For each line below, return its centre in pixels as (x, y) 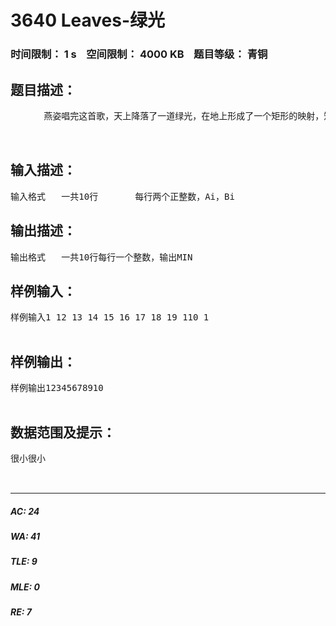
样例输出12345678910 (57, 388)
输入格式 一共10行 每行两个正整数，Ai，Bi (122, 196)
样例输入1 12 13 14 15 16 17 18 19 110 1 (110, 317)
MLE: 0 (25, 587)
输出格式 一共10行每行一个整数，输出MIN (101, 257)
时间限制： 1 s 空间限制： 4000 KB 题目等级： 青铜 (139, 54)
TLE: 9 (24, 562)
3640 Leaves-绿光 (88, 20)
